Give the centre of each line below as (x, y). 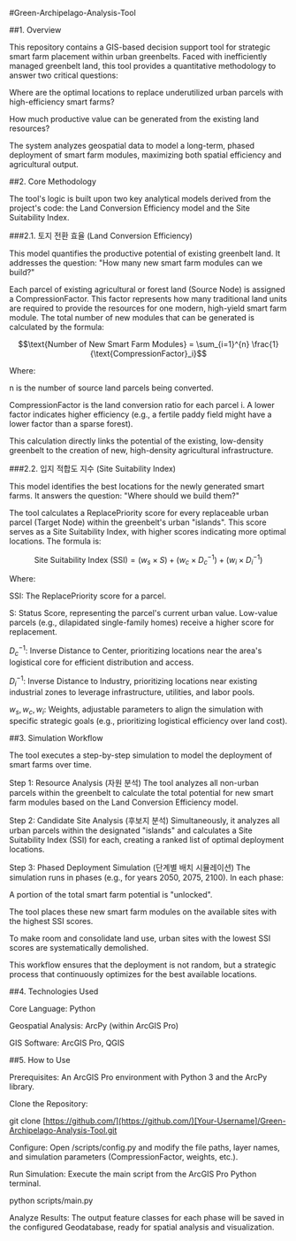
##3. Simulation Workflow (56, 738)
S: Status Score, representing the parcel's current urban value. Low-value (144, 613)
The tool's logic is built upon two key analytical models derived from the (140, 199)
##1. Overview (35, 30)
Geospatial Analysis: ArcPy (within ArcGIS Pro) (94, 1026)
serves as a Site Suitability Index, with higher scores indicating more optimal (148, 532)
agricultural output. (44, 164)
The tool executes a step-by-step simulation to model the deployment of (140, 755)
